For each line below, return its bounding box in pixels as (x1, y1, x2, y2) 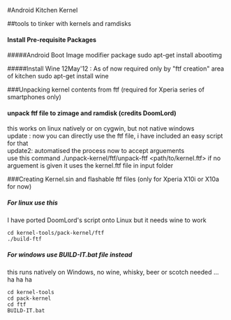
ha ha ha (7, 275, 33, 284)
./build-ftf (7, 235, 42, 243)
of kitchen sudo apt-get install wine (7, 72, 110, 80)
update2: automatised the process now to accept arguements (7, 147, 185, 155)
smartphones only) (7, 93, 61, 101)
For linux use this (7, 198, 58, 207)
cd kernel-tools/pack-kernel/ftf (7, 230, 105, 237)
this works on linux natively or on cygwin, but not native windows (7, 124, 195, 133)
